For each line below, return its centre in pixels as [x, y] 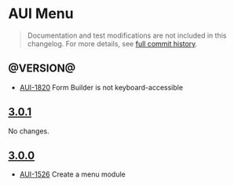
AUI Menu [41, 14]
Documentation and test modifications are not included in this [127, 35]
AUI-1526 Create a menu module [72, 174]
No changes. [29, 131]
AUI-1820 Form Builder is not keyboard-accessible [101, 87]
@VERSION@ [42, 69]
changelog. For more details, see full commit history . [112, 43]
